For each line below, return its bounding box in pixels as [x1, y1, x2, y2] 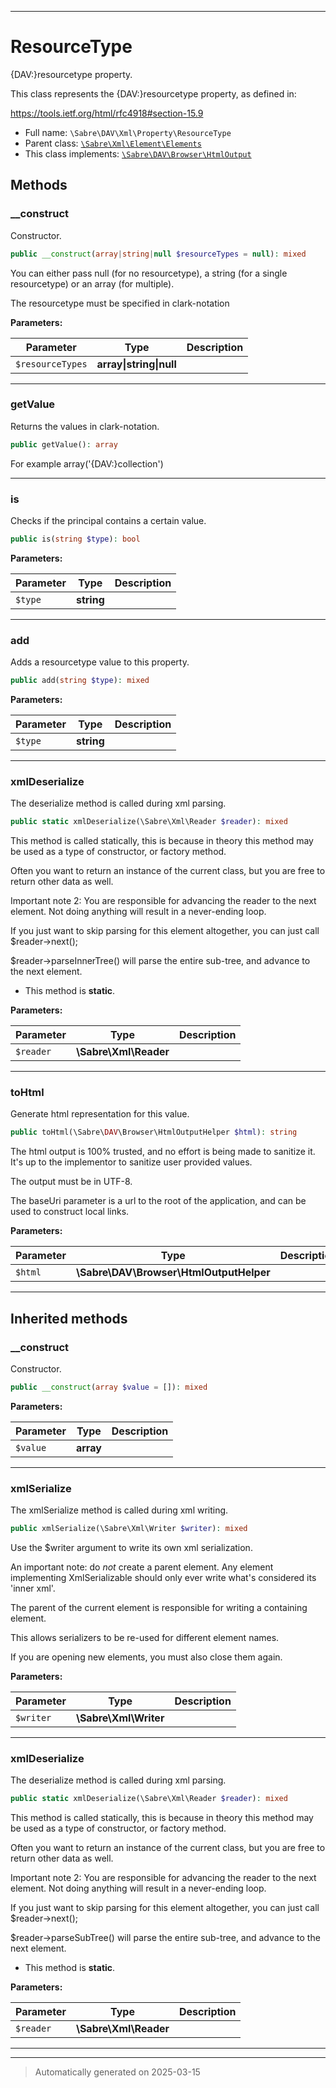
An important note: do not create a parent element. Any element [10, 1561, 274, 1573]
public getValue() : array [10, 439, 118, 450]
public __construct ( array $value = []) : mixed [10, 1382, 208, 1393]
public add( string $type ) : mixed [10, 676, 150, 686]
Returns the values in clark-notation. [10, 420, 160, 432]
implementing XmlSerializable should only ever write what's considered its [10, 1572, 317, 1584]
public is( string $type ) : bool [10, 534, 141, 544]
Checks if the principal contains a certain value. [10, 514, 207, 526]
